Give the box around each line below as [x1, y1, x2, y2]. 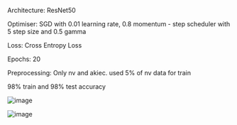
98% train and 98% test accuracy [7, 82, 106, 91]
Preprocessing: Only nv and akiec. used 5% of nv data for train [7, 69, 192, 77]
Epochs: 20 [7, 55, 41, 63]
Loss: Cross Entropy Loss [7, 41, 82, 49]
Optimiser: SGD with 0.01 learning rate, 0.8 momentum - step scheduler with [7, 20, 231, 28]
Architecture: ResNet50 [7, 6, 76, 14]
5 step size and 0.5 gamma [7, 28, 87, 36]
